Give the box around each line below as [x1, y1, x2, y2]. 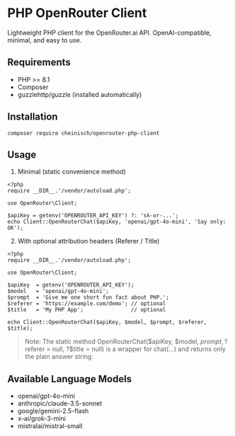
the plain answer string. [24, 352, 93, 361]
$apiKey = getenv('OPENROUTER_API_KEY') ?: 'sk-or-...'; [7, 212, 179, 219]
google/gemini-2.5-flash [17, 407, 89, 415]
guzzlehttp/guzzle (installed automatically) [17, 90, 142, 98]
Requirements [7, 57, 71, 69]
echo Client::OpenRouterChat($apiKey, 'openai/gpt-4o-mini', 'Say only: [7, 218, 227, 226]
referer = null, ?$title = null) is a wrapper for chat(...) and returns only [24, 345, 227, 353]
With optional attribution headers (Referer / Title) [17, 237, 160, 246]
